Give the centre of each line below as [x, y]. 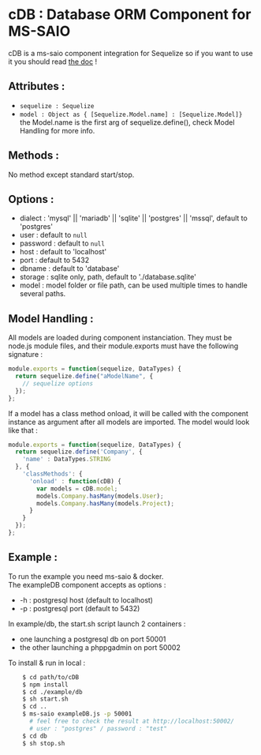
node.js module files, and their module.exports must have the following [123, 346]
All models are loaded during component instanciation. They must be [120, 338]
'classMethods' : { [52, 474]
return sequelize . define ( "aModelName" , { [84, 377]
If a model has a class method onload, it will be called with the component [128, 413]
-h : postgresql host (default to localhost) [86, 600]
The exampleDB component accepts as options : [87, 584]
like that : [23, 430]
